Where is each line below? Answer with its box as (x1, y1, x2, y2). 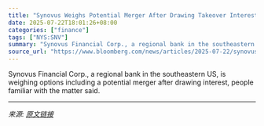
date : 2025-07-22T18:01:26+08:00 (8, 19, 118, 27)
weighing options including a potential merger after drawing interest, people (8, 77, 254, 87)
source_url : (8, 48, 47, 56)
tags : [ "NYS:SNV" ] (8, 33, 68, 41)
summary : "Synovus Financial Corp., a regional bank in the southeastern (8, 41, 255, 49)
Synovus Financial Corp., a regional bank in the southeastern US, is (8, 70, 226, 78)
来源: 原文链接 (8, 110, 53, 118)
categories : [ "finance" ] (8, 26, 90, 34)
